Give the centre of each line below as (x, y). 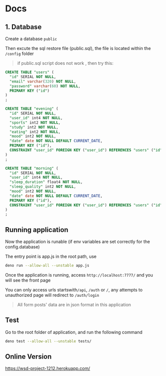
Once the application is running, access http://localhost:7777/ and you (79, 275)
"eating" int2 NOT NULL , (35, 132)
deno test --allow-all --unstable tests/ (48, 341)
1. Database (23, 27)
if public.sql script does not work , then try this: (65, 63)
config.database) (22, 247)
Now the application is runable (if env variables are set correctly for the (78, 242)
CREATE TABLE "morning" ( (32, 168)
